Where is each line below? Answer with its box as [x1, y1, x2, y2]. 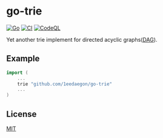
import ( [6, 70, 28, 76]
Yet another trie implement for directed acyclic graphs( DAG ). [6, 36, 158, 43]
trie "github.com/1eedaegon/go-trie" [17, 80, 113, 87]
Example [6, 53, 40, 64]
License [6, 109, 37, 119]
